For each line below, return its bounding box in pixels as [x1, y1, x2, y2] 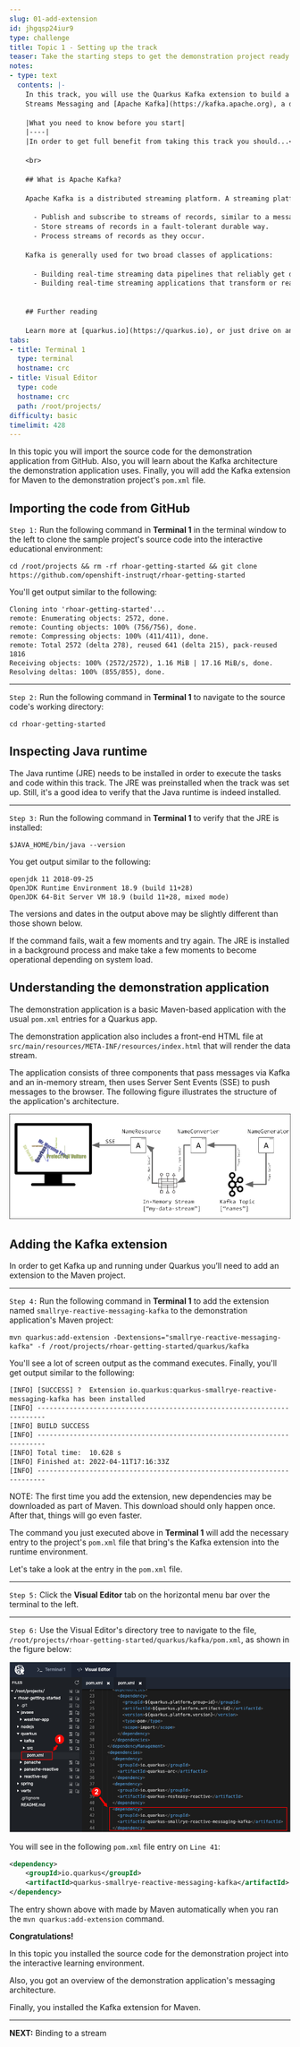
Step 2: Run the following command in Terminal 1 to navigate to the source [9, 692, 286, 703]
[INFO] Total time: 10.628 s [9, 1449, 122, 1458]
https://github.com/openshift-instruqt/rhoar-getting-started [9, 571, 246, 580]
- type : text [9, 72, 58, 81]
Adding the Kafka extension [9, 1237, 168, 1252]
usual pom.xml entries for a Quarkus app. [9, 1013, 158, 1024]
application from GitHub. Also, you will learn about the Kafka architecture [9, 456, 279, 467]
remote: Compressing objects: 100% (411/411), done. [9, 632, 210, 641]
